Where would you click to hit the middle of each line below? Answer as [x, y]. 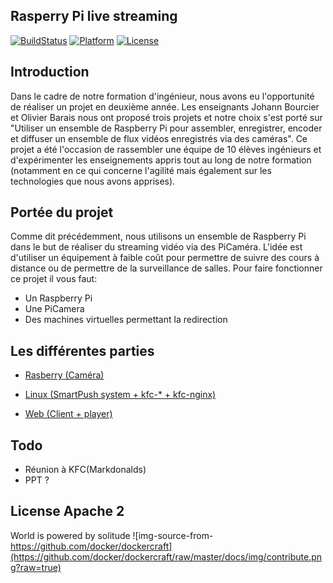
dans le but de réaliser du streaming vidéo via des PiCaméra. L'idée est [156, 247]
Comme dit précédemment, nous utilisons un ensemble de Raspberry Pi [158, 236]
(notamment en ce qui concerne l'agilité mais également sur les [141, 170]
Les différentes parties [82, 350]
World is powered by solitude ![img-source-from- [112, 535]
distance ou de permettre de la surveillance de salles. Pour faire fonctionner [166, 268]
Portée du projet [62, 212]
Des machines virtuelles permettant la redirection [126, 320]
